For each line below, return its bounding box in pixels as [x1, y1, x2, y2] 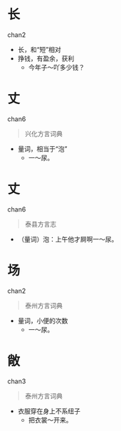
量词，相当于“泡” [17, 144, 68, 153]
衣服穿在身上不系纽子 [17, 407, 80, 415]
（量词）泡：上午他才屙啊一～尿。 [17, 234, 118, 243]
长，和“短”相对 [17, 45, 62, 53]
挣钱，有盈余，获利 [17, 54, 75, 63]
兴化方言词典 [24, 129, 63, 137]
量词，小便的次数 [17, 316, 68, 325]
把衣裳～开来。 [28, 415, 73, 424]
